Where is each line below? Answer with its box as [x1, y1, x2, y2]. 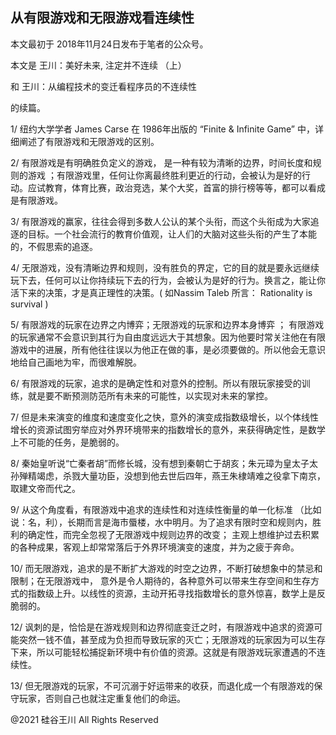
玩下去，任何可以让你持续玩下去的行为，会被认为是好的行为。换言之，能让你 [10, 274, 326, 286]
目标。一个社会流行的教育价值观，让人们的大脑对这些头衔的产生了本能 [27, 228, 317, 240]
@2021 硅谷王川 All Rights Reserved [10, 713, 159, 725]
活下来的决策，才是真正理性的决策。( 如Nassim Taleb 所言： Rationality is [10, 286, 313, 298]
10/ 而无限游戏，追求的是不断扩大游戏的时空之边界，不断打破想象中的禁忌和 [10, 562, 323, 574]
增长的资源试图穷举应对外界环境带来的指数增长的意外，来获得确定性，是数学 [10, 423, 326, 435]
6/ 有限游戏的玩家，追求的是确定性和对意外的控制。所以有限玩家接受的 [10, 377, 302, 389]
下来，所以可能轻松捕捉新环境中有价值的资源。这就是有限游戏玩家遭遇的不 [10, 646, 317, 658]
